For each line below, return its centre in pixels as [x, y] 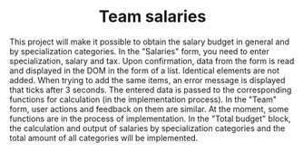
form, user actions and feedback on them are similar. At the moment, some [149, 109]
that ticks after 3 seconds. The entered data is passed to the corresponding [151, 90]
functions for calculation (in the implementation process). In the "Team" [143, 99]
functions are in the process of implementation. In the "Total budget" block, [151, 119]
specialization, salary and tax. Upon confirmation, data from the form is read [152, 61]
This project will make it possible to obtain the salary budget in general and [150, 42]
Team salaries [152, 17]
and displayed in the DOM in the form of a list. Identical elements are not [144, 71]
